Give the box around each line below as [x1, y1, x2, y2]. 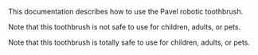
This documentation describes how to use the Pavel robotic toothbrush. [8, 7, 244, 16]
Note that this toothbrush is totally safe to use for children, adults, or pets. [8, 37, 251, 47]
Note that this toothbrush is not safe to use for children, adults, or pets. [8, 22, 241, 31]
